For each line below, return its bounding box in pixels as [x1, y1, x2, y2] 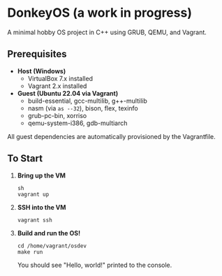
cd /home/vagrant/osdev [17, 242, 87, 249]
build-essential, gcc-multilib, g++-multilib [27, 96, 148, 105]
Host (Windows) [17, 66, 66, 75]
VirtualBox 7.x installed [27, 74, 93, 82]
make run [17, 248, 43, 256]
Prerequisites [7, 48, 67, 60]
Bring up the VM [17, 171, 66, 180]
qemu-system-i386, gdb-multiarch [27, 119, 128, 127]
